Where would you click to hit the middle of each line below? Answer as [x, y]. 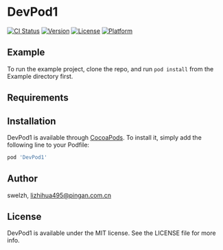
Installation [32, 121]
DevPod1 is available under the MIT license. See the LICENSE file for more [111, 233]
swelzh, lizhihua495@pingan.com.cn [59, 195]
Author [22, 179]
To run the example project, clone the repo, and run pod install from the [110, 68]
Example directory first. [40, 76]
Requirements [38, 98]
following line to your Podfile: [48, 145]
